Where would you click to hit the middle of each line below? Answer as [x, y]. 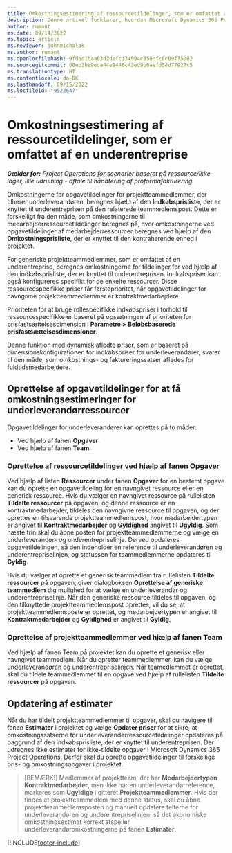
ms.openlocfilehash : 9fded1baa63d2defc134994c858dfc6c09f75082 [100, 59]
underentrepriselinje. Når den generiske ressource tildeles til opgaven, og [112, 598]
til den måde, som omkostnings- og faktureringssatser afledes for [100, 360]
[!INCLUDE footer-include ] [44, 843]
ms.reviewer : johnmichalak [46, 46]
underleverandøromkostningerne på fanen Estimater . [100, 829]
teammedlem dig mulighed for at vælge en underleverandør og [97, 590]
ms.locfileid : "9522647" [43, 91]
